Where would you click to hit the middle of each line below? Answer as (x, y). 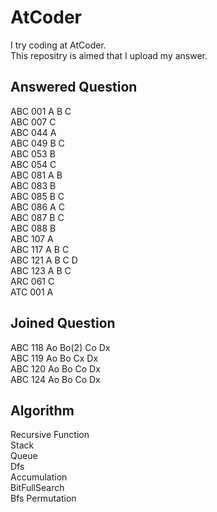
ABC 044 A (33, 132)
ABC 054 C (33, 164)
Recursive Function (50, 435)
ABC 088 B (33, 228)
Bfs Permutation (43, 498)
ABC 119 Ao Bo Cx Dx (54, 358)
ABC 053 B (33, 153)
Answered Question (74, 87)
